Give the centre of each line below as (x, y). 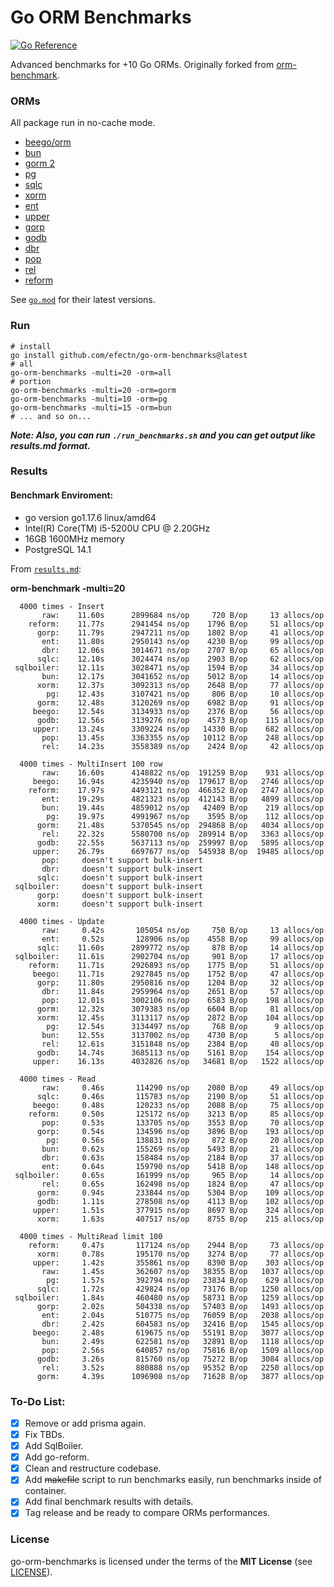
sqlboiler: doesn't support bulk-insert (108, 886)
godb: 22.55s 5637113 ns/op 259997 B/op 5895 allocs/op (180, 842)
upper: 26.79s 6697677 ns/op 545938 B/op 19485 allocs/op (178, 851)
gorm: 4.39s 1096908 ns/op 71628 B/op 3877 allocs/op (180, 1376)
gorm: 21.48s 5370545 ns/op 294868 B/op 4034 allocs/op (180, 825)
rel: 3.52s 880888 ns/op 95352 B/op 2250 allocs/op (183, 1367)
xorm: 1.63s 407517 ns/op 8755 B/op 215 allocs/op (180, 1219)
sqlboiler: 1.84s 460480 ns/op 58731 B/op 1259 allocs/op (169, 1297)
